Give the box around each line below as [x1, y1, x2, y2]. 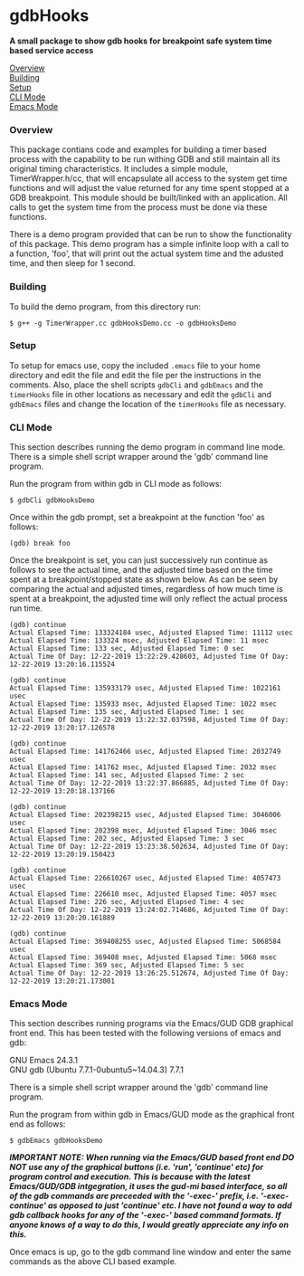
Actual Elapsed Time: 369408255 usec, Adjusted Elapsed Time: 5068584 [9, 938, 281, 947]
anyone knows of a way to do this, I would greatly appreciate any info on [9, 1219, 290, 1231]
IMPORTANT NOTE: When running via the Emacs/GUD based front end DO [9, 1152, 295, 1163]
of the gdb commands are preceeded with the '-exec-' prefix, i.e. [9, 1191, 260, 1202]
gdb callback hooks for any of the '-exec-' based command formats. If [9, 1210, 281, 1221]
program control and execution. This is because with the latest [9, 1171, 251, 1182]
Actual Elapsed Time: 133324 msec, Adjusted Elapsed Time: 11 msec [9, 636, 270, 645]
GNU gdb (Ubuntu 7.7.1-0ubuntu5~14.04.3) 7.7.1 [9, 1064, 184, 1075]
